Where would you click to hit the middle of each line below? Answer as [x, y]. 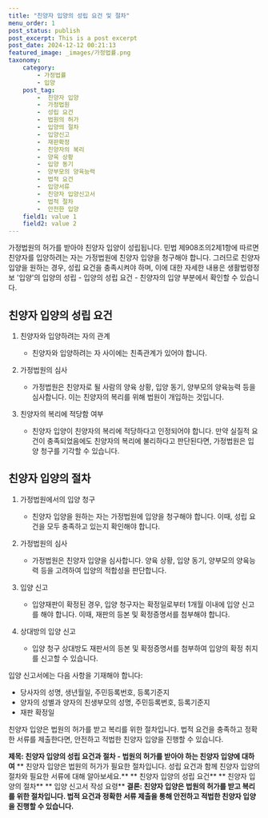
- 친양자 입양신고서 [66, 194]
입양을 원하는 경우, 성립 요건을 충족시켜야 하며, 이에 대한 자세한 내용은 [117, 268]
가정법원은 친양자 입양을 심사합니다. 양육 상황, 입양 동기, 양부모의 [133, 560]
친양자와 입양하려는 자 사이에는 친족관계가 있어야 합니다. [120, 353]
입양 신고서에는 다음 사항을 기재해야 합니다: [76, 675]
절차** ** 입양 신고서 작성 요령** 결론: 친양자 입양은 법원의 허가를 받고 [132, 786]
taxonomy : [25, 61]
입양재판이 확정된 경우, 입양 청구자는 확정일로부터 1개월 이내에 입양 [136, 604]
